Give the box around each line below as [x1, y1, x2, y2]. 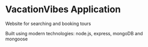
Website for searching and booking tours [5, 20, 91, 27]
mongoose [5, 36, 28, 42]
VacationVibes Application [5, 4, 121, 15]
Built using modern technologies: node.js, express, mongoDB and [5, 30, 143, 36]
